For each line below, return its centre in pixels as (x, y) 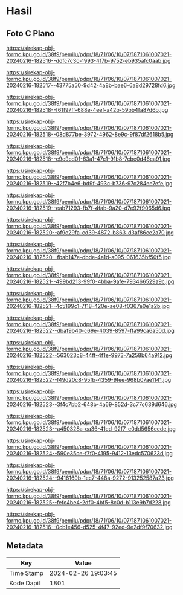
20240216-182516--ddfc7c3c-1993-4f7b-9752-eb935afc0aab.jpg (88, 61)
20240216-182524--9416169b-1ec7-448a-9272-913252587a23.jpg (90, 478)
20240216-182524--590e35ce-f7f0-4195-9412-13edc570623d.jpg (90, 453)
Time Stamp (27, 573)
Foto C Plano (30, 34)
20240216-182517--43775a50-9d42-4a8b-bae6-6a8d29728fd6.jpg (91, 85)
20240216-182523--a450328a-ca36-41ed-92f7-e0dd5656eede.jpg (91, 429)
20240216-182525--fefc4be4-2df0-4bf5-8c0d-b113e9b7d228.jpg (88, 502)
